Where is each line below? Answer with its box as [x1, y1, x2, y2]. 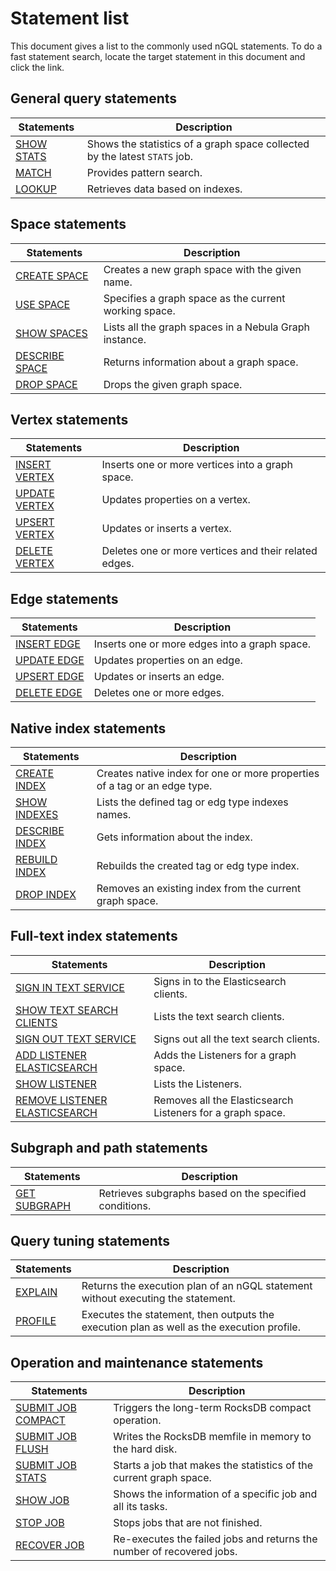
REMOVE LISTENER [15, 1093, 108, 1107]
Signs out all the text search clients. [153, 1032, 321, 1046]
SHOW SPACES [15, 326, 88, 340]
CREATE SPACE [15, 268, 89, 282]
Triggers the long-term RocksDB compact [113, 1401, 312, 1415]
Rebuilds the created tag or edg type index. [96, 859, 300, 872]
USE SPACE [15, 297, 71, 311]
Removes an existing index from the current [96, 882, 302, 895]
